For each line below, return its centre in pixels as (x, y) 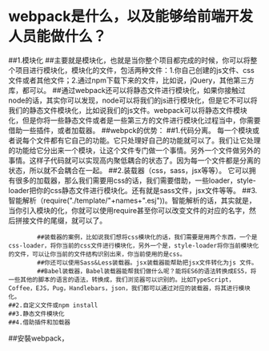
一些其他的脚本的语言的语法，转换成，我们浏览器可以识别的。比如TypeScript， (122, 280)
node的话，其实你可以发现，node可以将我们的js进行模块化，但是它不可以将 (133, 100)
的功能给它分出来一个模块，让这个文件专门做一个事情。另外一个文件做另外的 (134, 150)
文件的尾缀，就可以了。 (68, 220)
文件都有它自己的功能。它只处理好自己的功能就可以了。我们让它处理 (148, 140)
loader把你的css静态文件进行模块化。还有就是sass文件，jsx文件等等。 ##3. (133, 190)
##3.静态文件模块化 (36, 313)
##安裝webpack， (38, 338)
